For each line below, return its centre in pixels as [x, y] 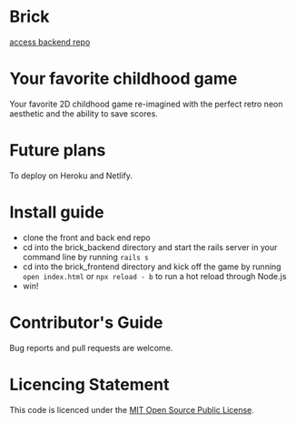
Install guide [57, 212]
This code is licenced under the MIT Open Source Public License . [132, 409]
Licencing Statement [89, 384]
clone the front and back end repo [87, 237]
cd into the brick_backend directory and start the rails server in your [150, 247]
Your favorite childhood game [123, 79]
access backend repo [50, 42]
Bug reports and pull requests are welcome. [91, 348]
